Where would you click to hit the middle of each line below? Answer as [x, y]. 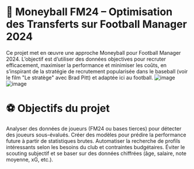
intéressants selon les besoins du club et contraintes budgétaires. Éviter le [96, 147]
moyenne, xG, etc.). [30, 159]
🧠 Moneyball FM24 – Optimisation [89, 12]
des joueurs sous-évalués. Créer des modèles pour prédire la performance [96, 135]
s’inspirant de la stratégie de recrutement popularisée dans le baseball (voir [97, 71]
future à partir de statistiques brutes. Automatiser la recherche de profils [93, 141]
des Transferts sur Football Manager [96, 24]
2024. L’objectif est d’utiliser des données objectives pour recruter [86, 59]
